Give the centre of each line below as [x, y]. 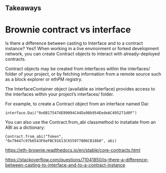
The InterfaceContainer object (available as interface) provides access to [80, 89]
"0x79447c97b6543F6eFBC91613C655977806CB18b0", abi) [61, 141]
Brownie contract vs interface [68, 30]
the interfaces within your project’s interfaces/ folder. [60, 94]
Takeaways [23, 8]
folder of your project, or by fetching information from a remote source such [83, 74]
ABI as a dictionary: [25, 128]
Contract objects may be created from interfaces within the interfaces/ [78, 69]
